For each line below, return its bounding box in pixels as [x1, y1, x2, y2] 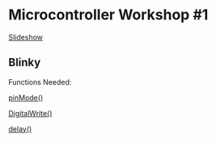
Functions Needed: [8, 77, 72, 86]
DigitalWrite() [8, 108, 53, 118]
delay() [8, 123, 32, 134]
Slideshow [8, 32, 43, 42]
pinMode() [8, 93, 44, 102]
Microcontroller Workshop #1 [8, 6, 209, 24]
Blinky [8, 56, 41, 69]
